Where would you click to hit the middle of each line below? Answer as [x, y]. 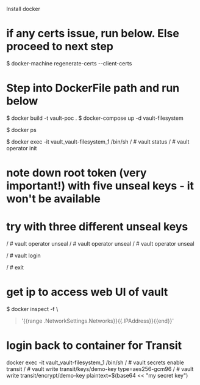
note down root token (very [77, 173]
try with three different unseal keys [97, 227]
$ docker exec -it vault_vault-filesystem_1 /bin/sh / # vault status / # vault [98, 141]
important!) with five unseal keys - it [100, 186]
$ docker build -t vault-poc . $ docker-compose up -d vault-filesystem [95, 118]
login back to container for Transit [94, 346]
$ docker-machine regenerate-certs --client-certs [69, 63]
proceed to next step [60, 47]
